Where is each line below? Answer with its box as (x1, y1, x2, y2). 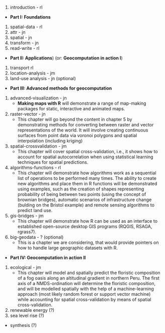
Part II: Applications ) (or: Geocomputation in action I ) (10, 55, 123, 61)
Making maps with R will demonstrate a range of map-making (17, 100, 146, 106)
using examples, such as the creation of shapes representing (17, 186, 144, 192)
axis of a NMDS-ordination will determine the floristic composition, (17, 281, 156, 286)
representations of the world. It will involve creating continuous (17, 127, 148, 133)
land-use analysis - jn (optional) (10, 76, 76, 81)
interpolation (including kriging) (17, 138, 83, 144)
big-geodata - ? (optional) (10, 234, 64, 240)
